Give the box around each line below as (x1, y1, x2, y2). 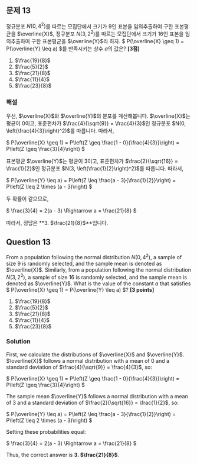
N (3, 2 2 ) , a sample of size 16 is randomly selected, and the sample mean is (6, 272, 188, 281)
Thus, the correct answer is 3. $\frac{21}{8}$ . (6, 451, 120, 458)
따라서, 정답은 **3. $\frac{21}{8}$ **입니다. (6, 220, 109, 227)
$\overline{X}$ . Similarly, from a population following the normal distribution (6, 266, 192, 273)
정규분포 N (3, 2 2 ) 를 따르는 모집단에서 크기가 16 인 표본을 (55, 29, 184, 37)
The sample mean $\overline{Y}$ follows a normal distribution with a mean (6, 392, 189, 399)
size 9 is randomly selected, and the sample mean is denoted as (6, 260, 162, 267)
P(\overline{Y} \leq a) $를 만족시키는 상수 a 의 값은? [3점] (6, 45, 140, 52)
